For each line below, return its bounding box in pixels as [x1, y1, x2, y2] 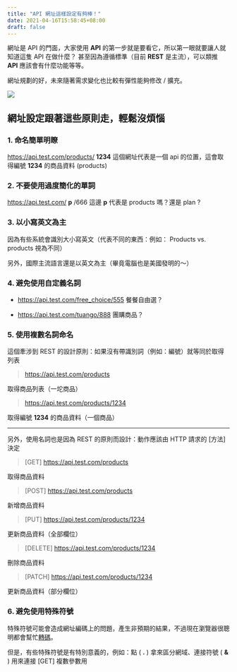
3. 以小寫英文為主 [7, 217, 67, 227]
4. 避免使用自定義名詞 [7, 278, 81, 288]
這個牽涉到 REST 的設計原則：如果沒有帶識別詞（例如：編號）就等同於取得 [7, 347, 224, 356]
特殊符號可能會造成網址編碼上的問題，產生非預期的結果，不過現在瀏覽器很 [7, 624, 224, 632]
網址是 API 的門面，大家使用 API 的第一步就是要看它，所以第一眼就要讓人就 [7, 44, 226, 52]
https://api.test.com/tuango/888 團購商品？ [17, 310, 144, 318]
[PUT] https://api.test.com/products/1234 [24, 515, 145, 524]
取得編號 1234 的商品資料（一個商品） [7, 414, 119, 422]
